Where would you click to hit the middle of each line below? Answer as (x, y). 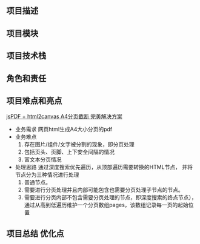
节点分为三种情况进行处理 (47, 175)
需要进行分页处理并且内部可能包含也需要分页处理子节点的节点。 (104, 190)
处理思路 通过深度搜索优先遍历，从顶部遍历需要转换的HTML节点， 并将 (104, 167)
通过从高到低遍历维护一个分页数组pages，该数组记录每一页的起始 (106, 205)
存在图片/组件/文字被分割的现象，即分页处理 (79, 145)
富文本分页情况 (43, 160)
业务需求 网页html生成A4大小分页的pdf (64, 130)
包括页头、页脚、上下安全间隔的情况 (69, 152)
